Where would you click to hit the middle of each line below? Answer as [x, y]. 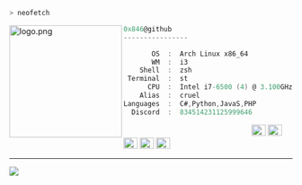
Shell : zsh [165, 70]
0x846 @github [148, 29]
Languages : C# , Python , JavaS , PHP [190, 103]
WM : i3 [170, 62]
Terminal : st [158, 79]
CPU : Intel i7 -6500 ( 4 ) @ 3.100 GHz [220, 87]
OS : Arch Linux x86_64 [200, 54]
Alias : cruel [169, 95]
